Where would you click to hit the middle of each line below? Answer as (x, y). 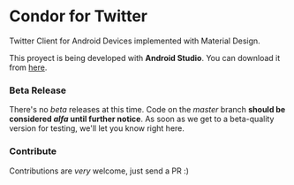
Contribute (33, 151)
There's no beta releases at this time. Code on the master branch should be (147, 110)
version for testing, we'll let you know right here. (97, 128)
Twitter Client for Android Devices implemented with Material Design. (135, 41)
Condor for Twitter (79, 16)
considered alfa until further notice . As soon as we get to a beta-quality (142, 119)
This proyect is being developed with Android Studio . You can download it (145, 58)
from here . (28, 67)
